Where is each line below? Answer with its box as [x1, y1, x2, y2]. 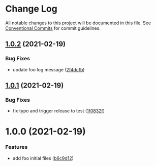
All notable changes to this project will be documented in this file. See [5, 20, 151, 26]
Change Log [5, 3, 57, 15]
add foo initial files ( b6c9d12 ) [12, 155, 74, 161]
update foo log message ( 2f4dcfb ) [12, 66, 85, 72]
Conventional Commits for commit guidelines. [5, 25, 101, 31]
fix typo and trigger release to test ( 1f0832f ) [12, 108, 105, 114]
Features [5, 144, 28, 151]
